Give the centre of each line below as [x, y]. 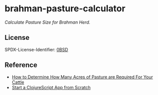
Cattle [18, 82]
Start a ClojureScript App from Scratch [51, 87]
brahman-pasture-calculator [65, 9]
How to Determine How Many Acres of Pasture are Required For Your [82, 77]
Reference [21, 65]
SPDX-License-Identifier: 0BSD [36, 49]
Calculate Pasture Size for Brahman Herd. [48, 22]
